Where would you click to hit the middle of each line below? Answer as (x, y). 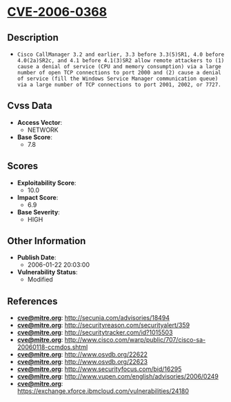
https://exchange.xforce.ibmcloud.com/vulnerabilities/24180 (103, 391)
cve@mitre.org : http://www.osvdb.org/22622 (82, 354)
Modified (40, 279)
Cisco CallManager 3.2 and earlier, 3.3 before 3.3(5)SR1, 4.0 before (121, 54)
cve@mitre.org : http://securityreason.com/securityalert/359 (103, 325)
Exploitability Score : (47, 183)
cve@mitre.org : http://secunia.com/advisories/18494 (93, 318)
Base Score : (35, 137)
